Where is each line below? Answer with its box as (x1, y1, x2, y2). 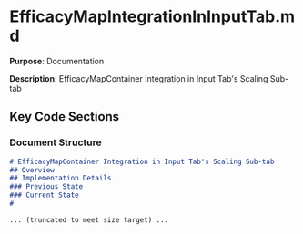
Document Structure (9, 136, 102, 149)
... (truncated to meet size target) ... (9, 215, 169, 224)
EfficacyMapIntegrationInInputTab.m (9, 6, 296, 27)
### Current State (9, 190, 79, 200)
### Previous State (9, 182, 84, 191)
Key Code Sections (9, 109, 120, 124)
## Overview (9, 165, 55, 174)
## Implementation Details (9, 174, 112, 183)
